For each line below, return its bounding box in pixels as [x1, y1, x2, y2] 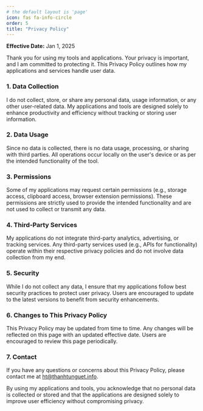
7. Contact [6, 353, 37, 361]
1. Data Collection [6, 83, 59, 91]
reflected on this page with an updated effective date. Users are [6, 331, 167, 339]
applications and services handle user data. [6, 67, 115, 75]
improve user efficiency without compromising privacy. [6, 398, 144, 405]
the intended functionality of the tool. [6, 157, 99, 165]
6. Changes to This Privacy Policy [6, 311, 108, 319]
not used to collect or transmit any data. [6, 206, 106, 213]
